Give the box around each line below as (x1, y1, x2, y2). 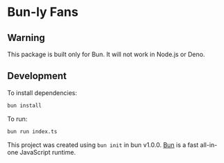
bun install (7, 102, 42, 109)
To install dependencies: (7, 88, 78, 97)
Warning (7, 32, 45, 44)
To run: (7, 114, 28, 123)
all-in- (200, 140, 218, 149)
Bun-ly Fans (7, 4, 79, 20)
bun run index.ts (7, 128, 58, 135)
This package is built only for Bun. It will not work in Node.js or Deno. (7, 50, 205, 58)
